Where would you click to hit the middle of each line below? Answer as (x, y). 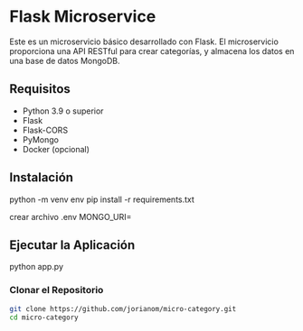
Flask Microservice (83, 17)
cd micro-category (44, 317)
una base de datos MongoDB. (65, 60)
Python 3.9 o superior (63, 111)
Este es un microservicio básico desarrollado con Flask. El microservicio (144, 41)
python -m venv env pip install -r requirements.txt (102, 199)
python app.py (37, 267)
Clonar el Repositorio (57, 290)
